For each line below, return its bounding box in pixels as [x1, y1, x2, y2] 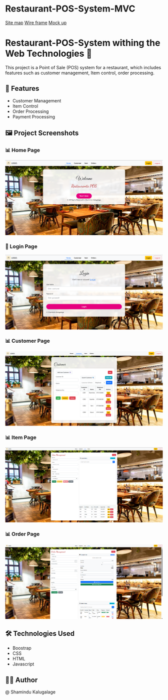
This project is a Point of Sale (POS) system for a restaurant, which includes [5, 64, 161, 70]
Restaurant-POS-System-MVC [5, 3, 135, 15]
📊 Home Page [5, 147, 40, 154]
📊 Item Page [5, 434, 36, 441]
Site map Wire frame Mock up [5, 20, 67, 26]
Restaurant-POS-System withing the [5, 37, 160, 49]
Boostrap [12, 645, 31, 651]
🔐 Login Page [5, 243, 37, 250]
